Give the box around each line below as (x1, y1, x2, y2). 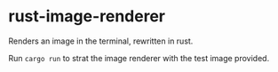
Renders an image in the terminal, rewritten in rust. (8, 36, 194, 46)
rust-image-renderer (8, 6, 166, 27)
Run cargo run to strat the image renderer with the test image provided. (8, 52, 270, 63)
